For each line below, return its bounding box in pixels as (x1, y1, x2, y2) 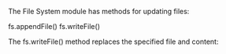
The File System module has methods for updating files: (8, 7, 190, 16)
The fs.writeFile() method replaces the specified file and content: (8, 37, 219, 46)
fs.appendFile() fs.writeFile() (8, 22, 101, 31)
